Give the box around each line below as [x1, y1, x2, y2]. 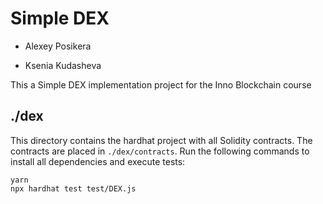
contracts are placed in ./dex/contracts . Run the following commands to [10, 145, 310, 157]
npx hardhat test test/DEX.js [10, 183, 137, 194]
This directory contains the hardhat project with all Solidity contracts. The [10, 134, 313, 146]
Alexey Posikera [24, 40, 92, 52]
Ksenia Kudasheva [24, 59, 102, 71]
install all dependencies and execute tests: [10, 155, 186, 167]
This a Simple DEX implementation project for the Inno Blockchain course [10, 78, 312, 91]
